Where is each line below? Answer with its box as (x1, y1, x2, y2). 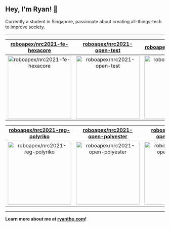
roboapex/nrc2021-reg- (9, 127, 70, 134)
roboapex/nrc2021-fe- (10, 40, 69, 47)
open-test (95, 46, 120, 53)
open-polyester (88, 133, 127, 140)
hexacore (27, 46, 52, 53)
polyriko (29, 133, 50, 140)
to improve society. (5, 24, 46, 30)
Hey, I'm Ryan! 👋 (5, 5, 58, 14)
